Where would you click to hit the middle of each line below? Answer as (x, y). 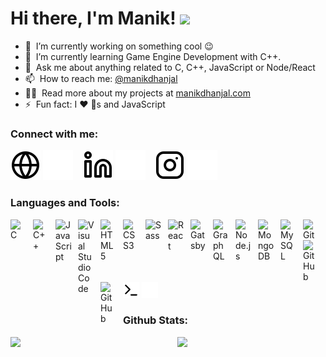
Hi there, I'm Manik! (93, 18)
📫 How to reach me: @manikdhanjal (101, 78)
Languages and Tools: (65, 203)
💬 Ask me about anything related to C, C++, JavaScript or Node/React (170, 67)
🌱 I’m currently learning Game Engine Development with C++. (153, 56)
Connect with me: (54, 134)
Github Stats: (156, 320)
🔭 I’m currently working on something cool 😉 (119, 46)
